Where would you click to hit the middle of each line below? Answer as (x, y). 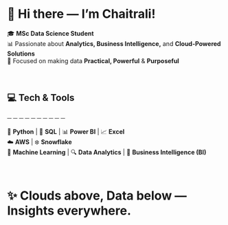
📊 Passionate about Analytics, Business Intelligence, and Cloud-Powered (114, 43)
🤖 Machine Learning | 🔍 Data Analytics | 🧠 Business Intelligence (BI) (107, 152)
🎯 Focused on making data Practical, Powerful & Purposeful (93, 60)
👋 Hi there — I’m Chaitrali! (81, 14)
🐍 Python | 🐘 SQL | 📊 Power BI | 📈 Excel (66, 131)
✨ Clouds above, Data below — (97, 196)
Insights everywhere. (69, 210)
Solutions (21, 54)
